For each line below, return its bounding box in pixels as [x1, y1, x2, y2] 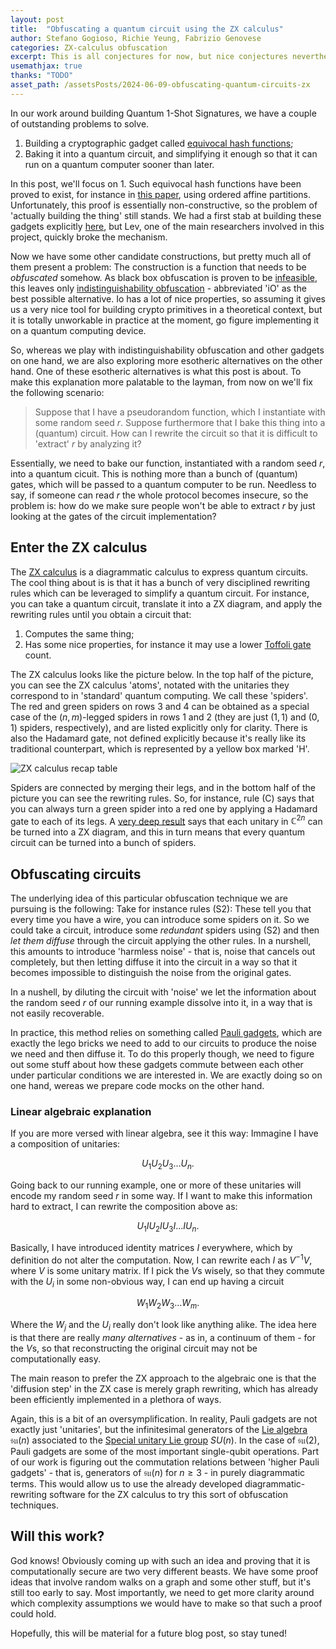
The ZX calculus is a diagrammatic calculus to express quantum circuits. [10, 566, 309, 578]
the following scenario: [10, 386, 105, 398]
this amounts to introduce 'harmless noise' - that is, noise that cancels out [10, 946, 316, 958]
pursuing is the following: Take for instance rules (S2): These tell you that [10, 903, 312, 915]
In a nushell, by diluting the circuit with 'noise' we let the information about [10, 986, 317, 998]
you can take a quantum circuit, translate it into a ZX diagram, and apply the [10, 597, 323, 610]
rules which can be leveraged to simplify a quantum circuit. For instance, [10, 587, 310, 599]
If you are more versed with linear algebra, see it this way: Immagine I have [10, 1127, 319, 1140]
